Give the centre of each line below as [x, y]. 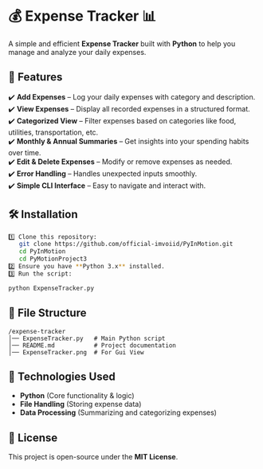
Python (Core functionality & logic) [77, 396]
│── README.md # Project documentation [92, 345]
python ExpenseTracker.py [51, 288]
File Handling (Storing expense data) [80, 405]
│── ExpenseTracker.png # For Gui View [77, 352]
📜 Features [35, 77]
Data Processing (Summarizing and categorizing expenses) [118, 412]
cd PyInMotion [42, 252]
